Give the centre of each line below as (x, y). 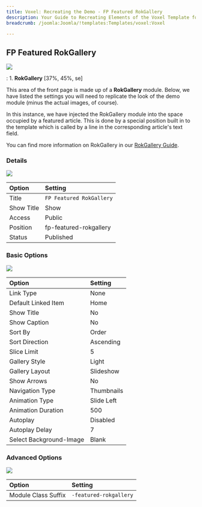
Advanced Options (34, 457)
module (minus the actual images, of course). (63, 103)
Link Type (23, 293)
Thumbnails (106, 390)
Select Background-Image (47, 439)
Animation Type (32, 400)
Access (20, 218)
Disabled (103, 420)
